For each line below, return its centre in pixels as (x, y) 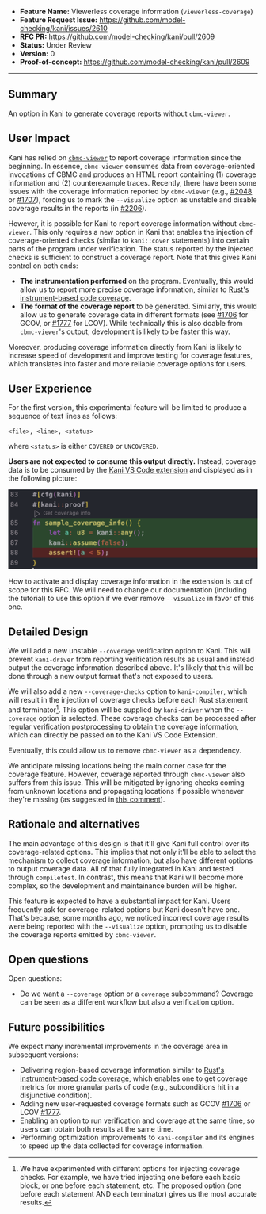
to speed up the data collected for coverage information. (112, 1146)
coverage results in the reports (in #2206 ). (78, 208)
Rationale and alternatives (74, 824)
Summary (33, 94)
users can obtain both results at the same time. (96, 1129)
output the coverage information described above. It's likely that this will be (131, 668)
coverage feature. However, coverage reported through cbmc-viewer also (127, 774)
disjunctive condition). (56, 1095)
